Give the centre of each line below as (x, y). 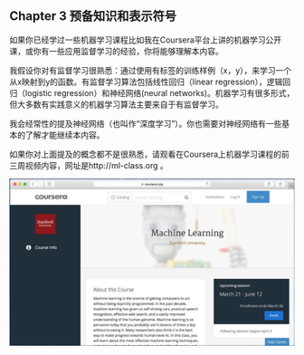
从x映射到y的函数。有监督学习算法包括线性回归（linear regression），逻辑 (146, 82)
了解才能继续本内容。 (65, 135)
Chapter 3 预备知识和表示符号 (93, 16)
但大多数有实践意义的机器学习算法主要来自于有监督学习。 (116, 104)
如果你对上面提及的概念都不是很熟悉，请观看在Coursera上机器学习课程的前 (149, 154)
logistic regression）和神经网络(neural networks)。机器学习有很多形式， (160, 92)
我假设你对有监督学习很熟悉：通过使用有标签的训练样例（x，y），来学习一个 (151, 70)
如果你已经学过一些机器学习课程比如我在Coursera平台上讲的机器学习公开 (146, 40)
